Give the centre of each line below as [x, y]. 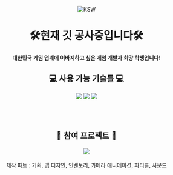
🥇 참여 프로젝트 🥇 [86, 135]
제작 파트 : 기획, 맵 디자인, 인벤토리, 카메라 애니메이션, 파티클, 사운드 [86, 165]
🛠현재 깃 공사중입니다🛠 [86, 36]
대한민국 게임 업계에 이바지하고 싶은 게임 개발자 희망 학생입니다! [86, 58]
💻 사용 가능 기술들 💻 [86, 79]
